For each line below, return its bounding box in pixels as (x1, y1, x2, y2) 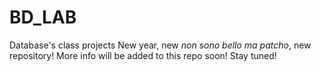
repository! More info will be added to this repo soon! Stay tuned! (9, 49, 277, 61)
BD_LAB (9, 6, 77, 29)
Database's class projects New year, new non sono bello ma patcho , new (9, 39, 312, 51)
